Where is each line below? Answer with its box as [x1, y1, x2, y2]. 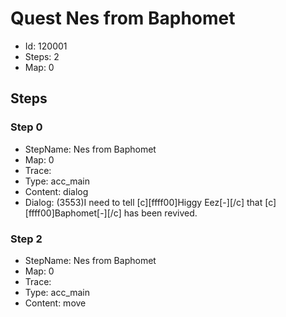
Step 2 [10, 232, 43, 246]
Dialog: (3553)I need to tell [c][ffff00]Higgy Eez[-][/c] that [24, 196, 263, 208]
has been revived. [123, 207, 198, 219]
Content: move [24, 297, 87, 309]
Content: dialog [24, 185, 89, 197]
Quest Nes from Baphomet [10, 7, 236, 30]
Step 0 [10, 120, 43, 134]
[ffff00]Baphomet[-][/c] [24, 207, 122, 219]
